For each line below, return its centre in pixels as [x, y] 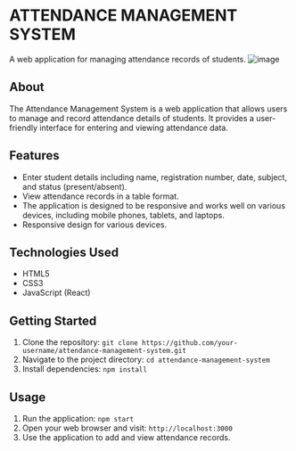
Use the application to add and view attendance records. [126, 437]
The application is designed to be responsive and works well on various [154, 205]
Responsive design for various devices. [95, 225]
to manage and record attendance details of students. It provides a [132, 118]
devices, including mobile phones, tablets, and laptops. [123, 215]
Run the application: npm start [78, 418]
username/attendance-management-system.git [104, 351]
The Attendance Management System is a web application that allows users [148, 109]
